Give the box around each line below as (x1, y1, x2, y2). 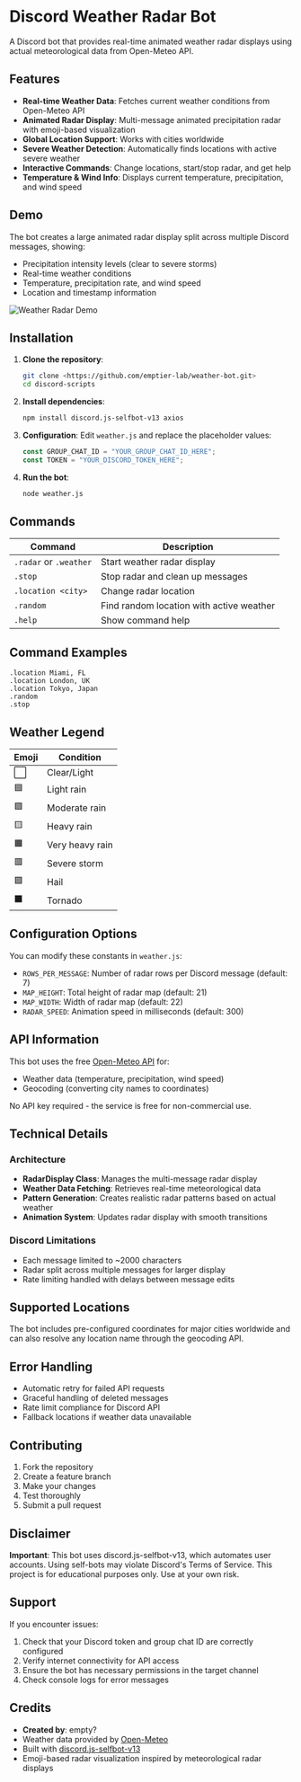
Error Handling (9, 1359, 93, 1374)
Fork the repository (22, 1462, 94, 1473)
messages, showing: (9, 241, 85, 252)
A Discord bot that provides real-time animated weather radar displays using (9, 36, 292, 47)
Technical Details (9, 1126, 109, 1142)
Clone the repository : (22, 354, 104, 365)
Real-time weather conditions (22, 268, 132, 279)
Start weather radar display (100, 555, 216, 568)
